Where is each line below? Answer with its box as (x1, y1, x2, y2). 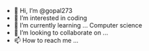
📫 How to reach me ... (13, 37, 79, 44)
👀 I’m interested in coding (13, 14, 88, 22)
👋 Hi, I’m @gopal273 (13, 7, 73, 14)
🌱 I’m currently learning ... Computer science (13, 21, 143, 29)
